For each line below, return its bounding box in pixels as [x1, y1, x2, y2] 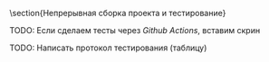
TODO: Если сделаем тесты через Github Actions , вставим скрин [9, 25, 261, 35]
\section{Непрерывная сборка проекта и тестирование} [9, 8, 226, 18]
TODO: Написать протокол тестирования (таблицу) [9, 42, 207, 53]
